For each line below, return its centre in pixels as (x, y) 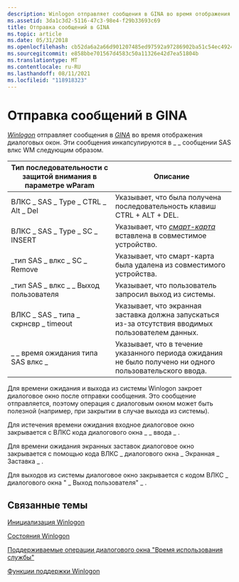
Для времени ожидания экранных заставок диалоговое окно (101, 446)
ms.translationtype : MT (43, 60)
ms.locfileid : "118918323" (47, 80)
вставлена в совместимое (161, 236)
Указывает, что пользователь (166, 285)
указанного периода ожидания (169, 353)
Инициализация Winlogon (46, 522)
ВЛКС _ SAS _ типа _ (46, 315)
